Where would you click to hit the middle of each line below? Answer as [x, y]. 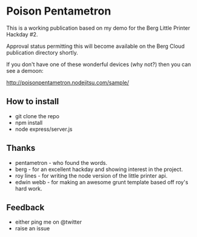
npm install [29, 122]
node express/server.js [44, 129]
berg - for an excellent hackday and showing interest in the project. [99, 169]
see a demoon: [25, 70]
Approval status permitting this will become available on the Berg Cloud [95, 46]
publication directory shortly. [42, 52]
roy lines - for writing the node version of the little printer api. [91, 175]
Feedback [25, 207]
